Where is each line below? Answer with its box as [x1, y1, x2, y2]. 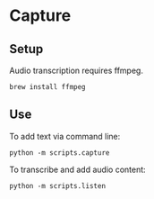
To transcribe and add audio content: [9, 164, 146, 175]
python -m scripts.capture [9, 148, 110, 158]
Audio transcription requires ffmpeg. [9, 65, 143, 76]
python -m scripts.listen [9, 181, 106, 190]
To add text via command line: [9, 131, 121, 141]
